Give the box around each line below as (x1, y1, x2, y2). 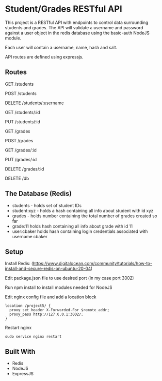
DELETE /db (5, 175, 29, 181)
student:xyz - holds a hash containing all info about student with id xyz (12, 208, 154, 213)
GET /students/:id (5, 109, 40, 115)
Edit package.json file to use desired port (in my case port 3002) (5, 275, 134, 281)
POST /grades (5, 137, 33, 143)
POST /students (5, 90, 37, 96)
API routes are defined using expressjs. (5, 54, 83, 59)
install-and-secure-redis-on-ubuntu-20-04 (5, 266, 91, 271)
